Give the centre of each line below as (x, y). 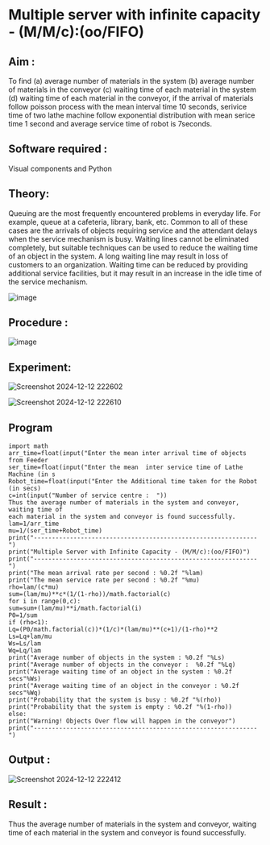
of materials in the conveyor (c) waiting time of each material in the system (132, 89)
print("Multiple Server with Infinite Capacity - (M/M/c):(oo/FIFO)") (129, 552)
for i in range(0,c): (45, 602)
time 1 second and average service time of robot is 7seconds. (110, 124)
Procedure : (38, 323)
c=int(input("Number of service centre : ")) (88, 496)
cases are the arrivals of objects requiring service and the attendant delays (133, 230)
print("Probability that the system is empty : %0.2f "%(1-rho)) (120, 707)
